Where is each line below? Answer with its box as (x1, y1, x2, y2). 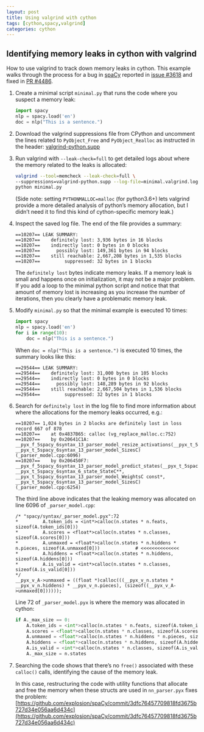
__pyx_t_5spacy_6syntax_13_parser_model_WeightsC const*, (15, 473, 166, 480)
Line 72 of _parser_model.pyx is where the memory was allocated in (15, 598, 185, 606)
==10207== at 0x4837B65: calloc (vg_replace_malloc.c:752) (15, 431, 177, 437)
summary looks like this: (15, 353, 76, 360)
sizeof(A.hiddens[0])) (15, 555, 73, 562)
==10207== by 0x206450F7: (15, 457, 90, 463)
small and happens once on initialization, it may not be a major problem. (15, 275, 195, 283)
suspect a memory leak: (15, 96, 76, 104)
